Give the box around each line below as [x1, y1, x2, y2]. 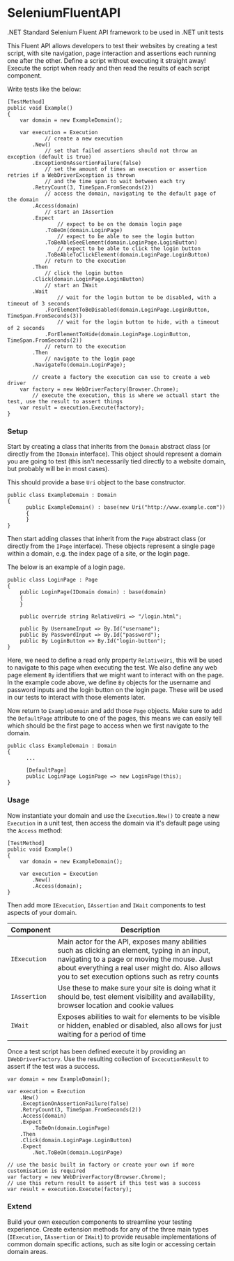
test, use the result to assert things [7, 398, 123, 405]
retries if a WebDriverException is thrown [7, 171, 136, 179]
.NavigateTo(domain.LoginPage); [32, 361, 127, 368]
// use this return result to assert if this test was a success [7, 1179, 201, 1186]
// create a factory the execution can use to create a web [32, 373, 210, 380]
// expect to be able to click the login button [56, 245, 201, 252]
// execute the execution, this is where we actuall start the [32, 391, 219, 399]
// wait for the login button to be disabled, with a [56, 294, 217, 301]
